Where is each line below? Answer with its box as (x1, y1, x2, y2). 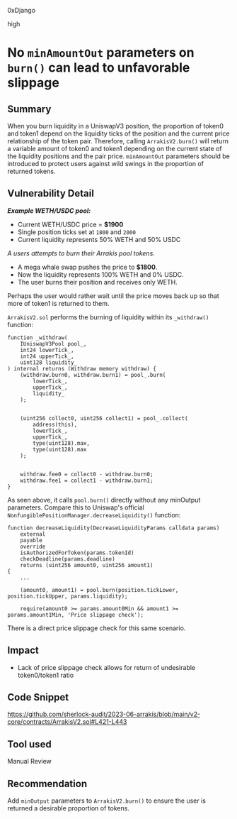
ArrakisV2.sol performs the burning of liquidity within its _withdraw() (7, 312, 209, 321)
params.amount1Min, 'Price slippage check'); (7, 611, 144, 618)
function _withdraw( (7, 334, 69, 341)
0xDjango (7, 6, 36, 14)
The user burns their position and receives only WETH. (17, 277, 178, 286)
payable (20, 537, 42, 544)
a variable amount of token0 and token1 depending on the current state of (7, 145, 222, 153)
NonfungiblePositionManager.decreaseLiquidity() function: (7, 510, 181, 519)
